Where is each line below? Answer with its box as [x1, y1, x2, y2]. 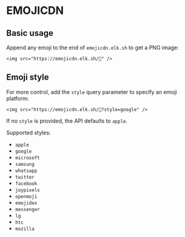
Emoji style [6, 72, 49, 83]
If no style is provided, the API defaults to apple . [6, 117, 128, 125]
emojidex [15, 200, 38, 206]
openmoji [15, 193, 38, 199]
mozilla [15, 225, 35, 232]
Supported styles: [6, 129, 51, 136]
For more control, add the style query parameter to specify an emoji [6, 88, 177, 95]
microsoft [15, 154, 41, 161]
